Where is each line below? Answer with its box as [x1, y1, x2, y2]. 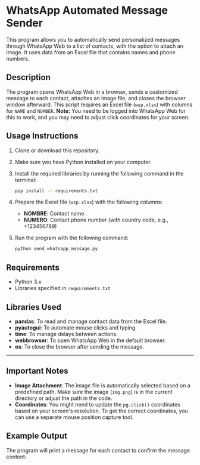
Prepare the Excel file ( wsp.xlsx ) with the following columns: [14, 198, 162, 206]
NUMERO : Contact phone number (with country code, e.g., [23, 216, 168, 224]
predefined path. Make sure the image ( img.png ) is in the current [14, 388, 173, 395]
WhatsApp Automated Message [6, 4, 168, 17]
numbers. [6, 55, 30, 62]
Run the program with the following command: [14, 234, 129, 242]
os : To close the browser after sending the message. [14, 343, 145, 350]
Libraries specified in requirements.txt [14, 285, 111, 292]
